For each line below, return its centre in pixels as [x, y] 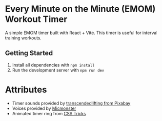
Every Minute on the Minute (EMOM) [81, 9]
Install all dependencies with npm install [53, 65]
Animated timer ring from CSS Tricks [49, 113]
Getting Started [29, 53]
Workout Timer [36, 19]
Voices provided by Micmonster [44, 108]
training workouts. [23, 38]
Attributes [26, 90]
